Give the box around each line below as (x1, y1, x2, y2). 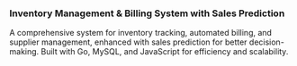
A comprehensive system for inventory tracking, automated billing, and (9, 28, 273, 38)
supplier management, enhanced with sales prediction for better (9, 37, 247, 47)
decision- (248, 37, 285, 47)
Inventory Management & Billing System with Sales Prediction (9, 7, 285, 20)
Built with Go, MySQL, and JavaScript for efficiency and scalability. (40, 46, 289, 57)
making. (9, 46, 40, 57)
